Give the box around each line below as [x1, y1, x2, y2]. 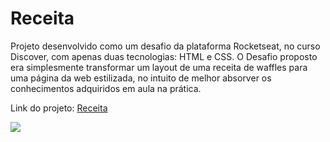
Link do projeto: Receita [10, 102, 108, 114]
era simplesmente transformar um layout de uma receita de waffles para [10, 61, 308, 73]
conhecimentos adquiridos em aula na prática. [10, 82, 202, 94]
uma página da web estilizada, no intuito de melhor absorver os [10, 72, 272, 84]
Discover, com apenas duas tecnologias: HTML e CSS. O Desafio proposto [10, 50, 318, 62]
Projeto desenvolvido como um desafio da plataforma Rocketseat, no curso [10, 40, 321, 52]
